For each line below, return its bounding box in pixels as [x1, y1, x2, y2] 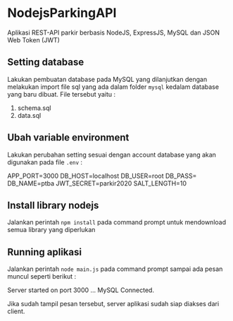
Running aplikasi [7, 246, 82, 258]
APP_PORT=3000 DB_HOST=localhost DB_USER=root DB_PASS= [7, 171, 197, 180]
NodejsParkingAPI [7, 5, 117, 21]
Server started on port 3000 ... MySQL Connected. [7, 286, 155, 294]
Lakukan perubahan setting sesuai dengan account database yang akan [7, 150, 217, 159]
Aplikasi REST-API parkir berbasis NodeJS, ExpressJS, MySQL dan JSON [7, 28, 220, 37]
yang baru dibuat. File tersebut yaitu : [7, 90, 116, 98]
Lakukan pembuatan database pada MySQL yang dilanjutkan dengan [7, 75, 208, 83]
